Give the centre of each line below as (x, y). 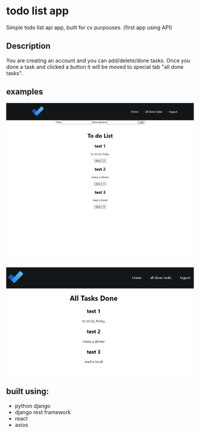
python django (32, 406)
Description (28, 46)
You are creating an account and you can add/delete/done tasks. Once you (98, 60)
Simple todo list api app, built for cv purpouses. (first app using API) (89, 27)
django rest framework (43, 412)
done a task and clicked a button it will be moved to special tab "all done (95, 67)
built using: (28, 392)
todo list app (37, 11)
